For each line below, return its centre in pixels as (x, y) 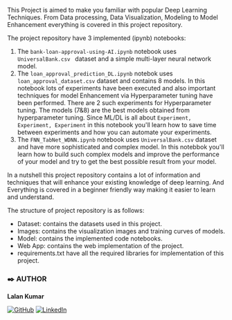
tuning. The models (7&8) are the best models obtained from (104, 110)
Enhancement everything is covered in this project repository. (95, 25)
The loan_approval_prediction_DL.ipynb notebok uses (95, 73)
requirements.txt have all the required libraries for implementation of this (121, 253)
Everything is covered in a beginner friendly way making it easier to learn (111, 190)
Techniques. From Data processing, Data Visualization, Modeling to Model (113, 17)
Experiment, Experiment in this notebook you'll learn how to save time (117, 125)
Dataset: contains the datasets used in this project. (90, 224)
